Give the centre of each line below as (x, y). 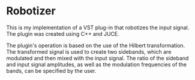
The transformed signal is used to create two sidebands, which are (89, 51)
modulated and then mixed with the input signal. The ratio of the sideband (97, 58)
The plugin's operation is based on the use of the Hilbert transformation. (96, 45)
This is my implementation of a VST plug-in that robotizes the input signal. (98, 27)
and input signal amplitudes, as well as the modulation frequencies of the (97, 64)
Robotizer (31, 11)
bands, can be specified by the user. (51, 70)
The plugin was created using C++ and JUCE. (63, 33)
